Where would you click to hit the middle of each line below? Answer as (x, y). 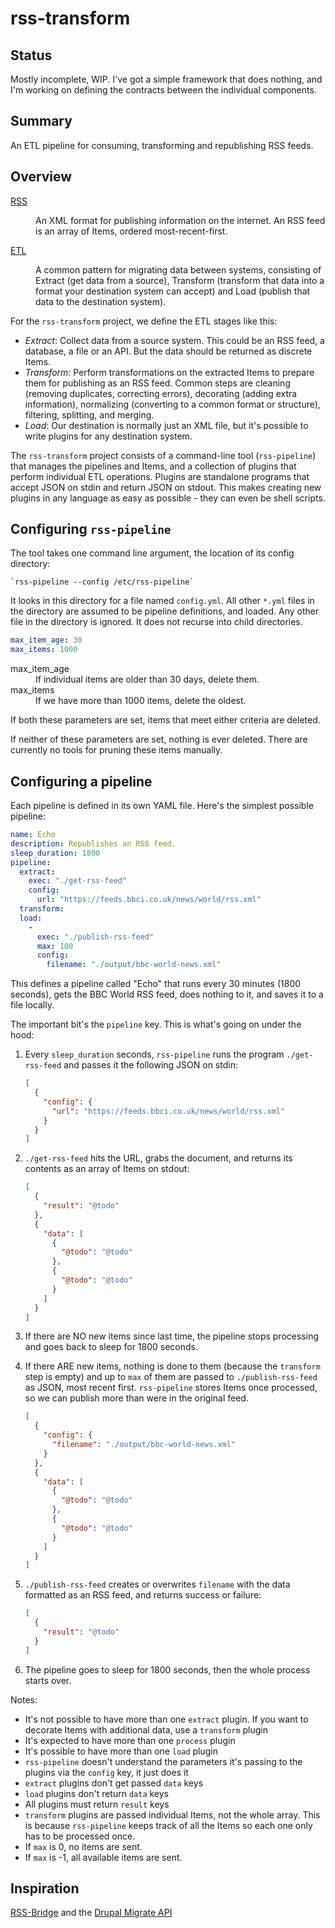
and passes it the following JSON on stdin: (150, 1065)
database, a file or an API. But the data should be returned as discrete (168, 351)
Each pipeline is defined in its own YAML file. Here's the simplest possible (162, 805)
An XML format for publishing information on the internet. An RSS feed (180, 220)
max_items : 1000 (44, 650)
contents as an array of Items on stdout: (107, 1169)
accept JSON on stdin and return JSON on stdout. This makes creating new (166, 487)
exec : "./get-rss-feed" (78, 881)
